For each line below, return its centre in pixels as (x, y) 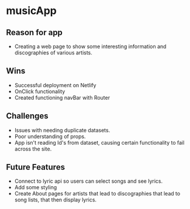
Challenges (27, 116)
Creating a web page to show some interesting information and (90, 46)
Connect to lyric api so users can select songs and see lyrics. (89, 181)
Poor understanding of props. (50, 136)
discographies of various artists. (53, 53)
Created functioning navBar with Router (62, 97)
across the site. (33, 149)
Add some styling (36, 187)
